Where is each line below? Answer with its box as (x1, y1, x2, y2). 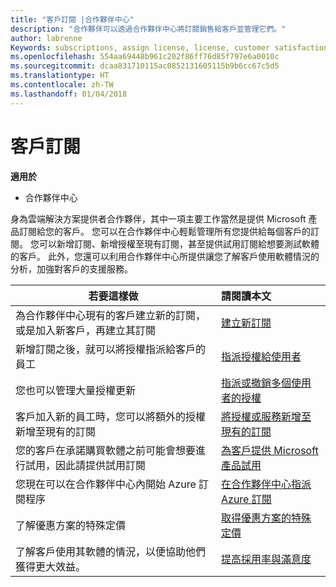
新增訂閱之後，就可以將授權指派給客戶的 (15, 342, 207, 356)
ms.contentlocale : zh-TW (10, 80, 114, 90)
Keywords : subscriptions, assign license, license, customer (10, 42, 271, 53)
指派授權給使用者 (221, 349, 302, 363)
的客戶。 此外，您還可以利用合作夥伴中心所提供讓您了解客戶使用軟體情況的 (10, 250, 320, 262)
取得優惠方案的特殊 (221, 511, 312, 525)
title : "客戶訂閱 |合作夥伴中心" (10, 14, 135, 25)
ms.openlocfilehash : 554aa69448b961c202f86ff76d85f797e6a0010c (10, 52, 280, 62)
